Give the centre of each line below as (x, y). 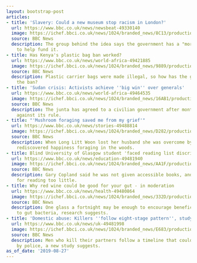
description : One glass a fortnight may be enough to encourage (91, 208)
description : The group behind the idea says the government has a (96, 45)
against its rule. (39, 115)
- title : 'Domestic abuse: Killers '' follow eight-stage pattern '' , (91, 218)
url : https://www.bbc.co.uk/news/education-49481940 (77, 159)
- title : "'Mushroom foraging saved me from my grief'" (76, 121)
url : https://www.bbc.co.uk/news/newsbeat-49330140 (76, 28)
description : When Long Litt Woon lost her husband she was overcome (98, 142)
